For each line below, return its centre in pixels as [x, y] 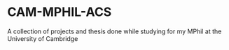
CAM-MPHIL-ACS [60, 12]
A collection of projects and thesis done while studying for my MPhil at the [114, 31]
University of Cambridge [43, 38]
